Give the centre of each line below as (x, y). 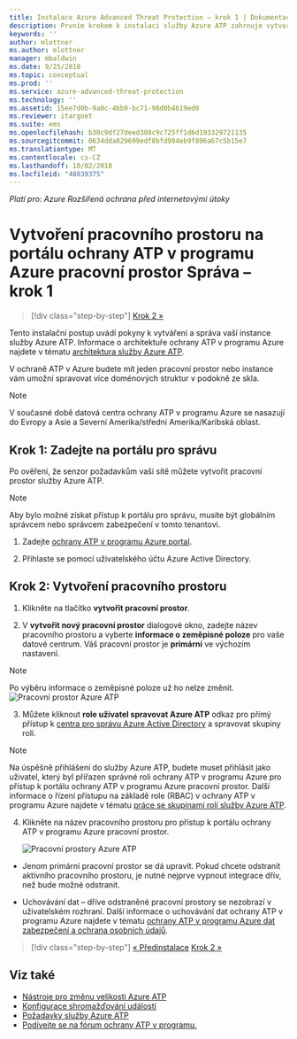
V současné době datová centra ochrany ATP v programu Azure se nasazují (147, 413)
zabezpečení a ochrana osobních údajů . (95, 930)
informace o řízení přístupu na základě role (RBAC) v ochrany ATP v (133, 795)
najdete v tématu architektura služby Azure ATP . (97, 352)
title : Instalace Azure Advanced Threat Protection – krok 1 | (128, 17)
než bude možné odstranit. (71, 884)
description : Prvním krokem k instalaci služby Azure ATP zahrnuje (136, 26)
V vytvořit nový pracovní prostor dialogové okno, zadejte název (140, 624)
